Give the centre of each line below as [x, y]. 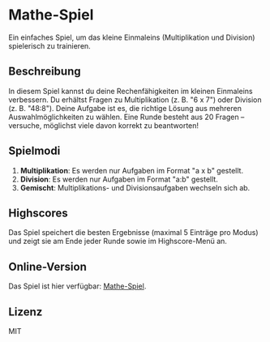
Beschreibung [45, 72]
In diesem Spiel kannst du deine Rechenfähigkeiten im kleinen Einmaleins [131, 91]
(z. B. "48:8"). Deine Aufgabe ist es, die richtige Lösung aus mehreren [125, 108]
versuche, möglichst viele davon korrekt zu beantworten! [104, 125]
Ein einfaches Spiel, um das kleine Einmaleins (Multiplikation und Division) [132, 37]
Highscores [39, 213]
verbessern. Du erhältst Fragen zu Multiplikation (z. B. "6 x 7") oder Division [135, 100]
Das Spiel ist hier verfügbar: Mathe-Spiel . [77, 286]
